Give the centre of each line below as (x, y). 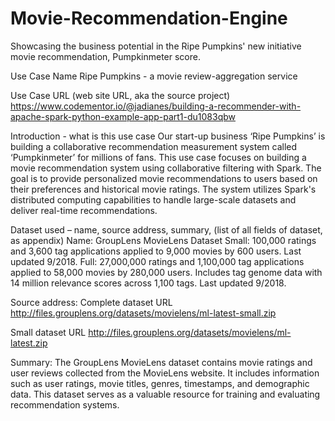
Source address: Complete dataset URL (91, 302)
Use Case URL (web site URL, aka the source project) (120, 95)
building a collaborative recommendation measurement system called (154, 146)
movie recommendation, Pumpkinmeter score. (105, 56)
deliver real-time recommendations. (84, 210)
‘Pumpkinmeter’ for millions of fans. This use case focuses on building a (158, 157)
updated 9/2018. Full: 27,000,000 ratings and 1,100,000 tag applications (157, 261)
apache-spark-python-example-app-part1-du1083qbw (123, 116)
